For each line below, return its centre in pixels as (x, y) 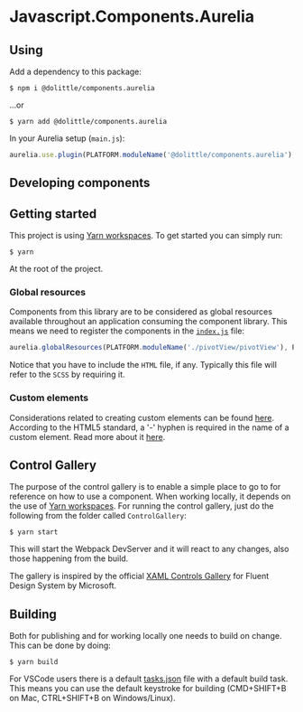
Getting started (53, 214)
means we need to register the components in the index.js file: (127, 331)
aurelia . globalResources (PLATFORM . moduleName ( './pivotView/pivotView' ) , (149, 348)
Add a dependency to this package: (76, 71)
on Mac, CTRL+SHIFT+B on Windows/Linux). (92, 698)
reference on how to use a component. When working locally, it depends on (150, 497)
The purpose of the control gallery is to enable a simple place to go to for (145, 487)
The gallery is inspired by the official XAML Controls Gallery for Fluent (139, 576)
